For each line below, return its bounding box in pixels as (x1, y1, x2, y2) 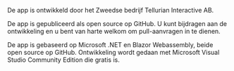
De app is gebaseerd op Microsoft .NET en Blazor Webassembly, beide (7, 41, 214, 49)
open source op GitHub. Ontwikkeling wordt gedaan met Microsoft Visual (7, 49, 220, 56)
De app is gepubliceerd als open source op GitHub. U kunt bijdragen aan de (7, 20, 228, 27)
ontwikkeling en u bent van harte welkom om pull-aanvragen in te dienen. (7, 27, 221, 35)
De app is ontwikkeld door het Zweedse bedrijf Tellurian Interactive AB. (7, 6, 214, 14)
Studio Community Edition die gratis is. (7, 56, 120, 64)
